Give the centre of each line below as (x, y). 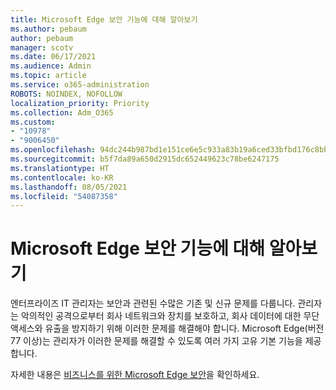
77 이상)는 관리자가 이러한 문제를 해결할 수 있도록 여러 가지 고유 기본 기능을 (156, 341)
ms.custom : (33, 122)
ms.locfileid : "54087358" (64, 196)
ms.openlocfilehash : (53, 150)
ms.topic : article (48, 76)
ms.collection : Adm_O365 (62, 112)
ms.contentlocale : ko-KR (62, 177)
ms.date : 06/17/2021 (53, 57)
